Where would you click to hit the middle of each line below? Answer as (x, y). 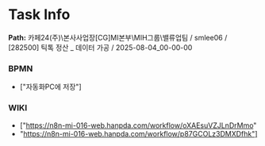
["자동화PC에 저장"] (50, 87)
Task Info (39, 15)
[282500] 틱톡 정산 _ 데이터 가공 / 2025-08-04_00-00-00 (100, 47)
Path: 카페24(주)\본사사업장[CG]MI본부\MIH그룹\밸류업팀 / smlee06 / (118, 37)
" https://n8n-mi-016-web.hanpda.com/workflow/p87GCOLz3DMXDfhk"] (138, 133)
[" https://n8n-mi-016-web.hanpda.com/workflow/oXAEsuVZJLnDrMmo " (138, 125)
